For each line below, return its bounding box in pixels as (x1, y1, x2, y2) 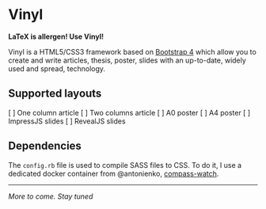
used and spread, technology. (8, 63, 105, 73)
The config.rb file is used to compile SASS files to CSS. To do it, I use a (8, 160, 242, 169)
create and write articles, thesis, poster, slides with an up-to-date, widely (8, 55, 247, 65)
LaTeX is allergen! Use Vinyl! (8, 32, 104, 41)
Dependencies (8, 139, 82, 153)
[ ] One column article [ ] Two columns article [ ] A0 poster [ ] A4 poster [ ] (8, 108, 251, 117)
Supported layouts (8, 87, 102, 101)
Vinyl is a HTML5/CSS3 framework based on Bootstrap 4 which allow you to (8, 47, 257, 56)
